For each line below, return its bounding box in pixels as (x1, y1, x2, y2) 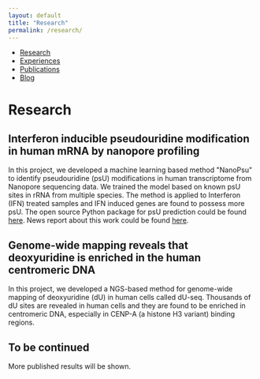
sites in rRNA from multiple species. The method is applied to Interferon (8, 190, 241, 200)
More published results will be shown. (8, 362, 132, 371)
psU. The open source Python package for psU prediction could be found (8, 207, 247, 217)
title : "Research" (8, 19, 69, 27)
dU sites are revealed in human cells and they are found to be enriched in (8, 301, 246, 310)
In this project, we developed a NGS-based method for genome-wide (8, 284, 233, 294)
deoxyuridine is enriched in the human (8, 250, 202, 265)
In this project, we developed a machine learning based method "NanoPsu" (8, 165, 253, 174)
